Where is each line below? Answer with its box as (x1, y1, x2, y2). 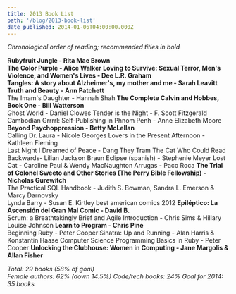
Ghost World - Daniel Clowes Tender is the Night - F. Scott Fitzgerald (7, 109, 208, 117)
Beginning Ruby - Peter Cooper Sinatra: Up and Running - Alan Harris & (7, 228, 215, 237)
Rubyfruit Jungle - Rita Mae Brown (7, 56, 111, 65)
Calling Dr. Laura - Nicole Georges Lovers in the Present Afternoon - (7, 131, 206, 140)
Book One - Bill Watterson (7, 102, 85, 110)
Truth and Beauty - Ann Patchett (7, 86, 104, 95)
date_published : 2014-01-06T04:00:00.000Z (7, 23, 134, 30)
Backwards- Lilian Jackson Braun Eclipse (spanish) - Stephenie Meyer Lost (7, 154, 226, 162)
